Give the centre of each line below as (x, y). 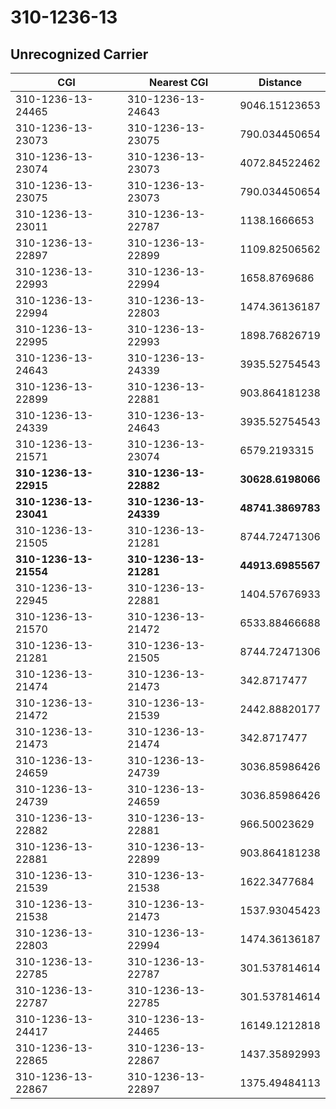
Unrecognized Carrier (79, 54)
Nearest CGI (178, 82)
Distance (280, 82)
